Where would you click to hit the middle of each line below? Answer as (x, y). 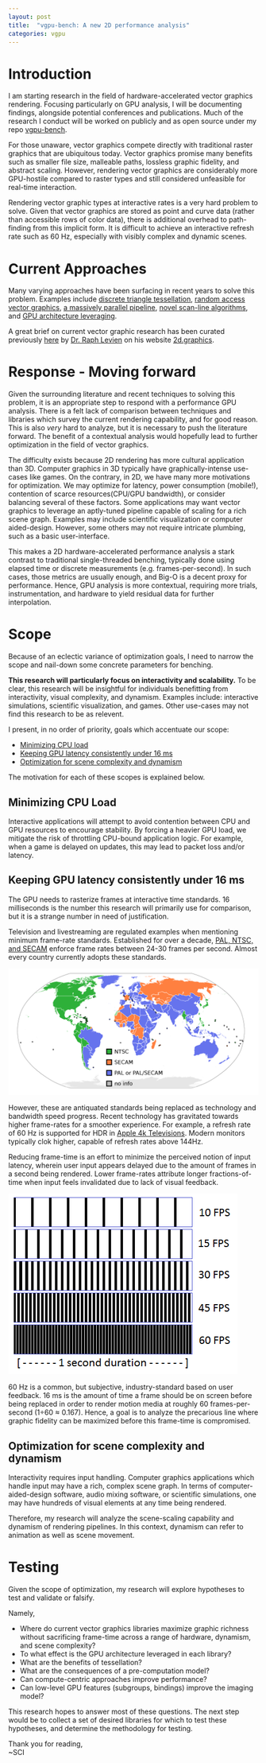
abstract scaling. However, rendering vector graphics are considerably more (133, 170)
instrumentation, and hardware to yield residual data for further (111, 594)
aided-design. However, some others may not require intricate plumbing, (127, 528)
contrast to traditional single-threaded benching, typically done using (121, 560)
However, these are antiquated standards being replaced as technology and (132, 1108)
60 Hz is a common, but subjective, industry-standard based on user (121, 1387)
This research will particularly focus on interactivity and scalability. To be (132, 681)
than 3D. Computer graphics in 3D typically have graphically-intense (120, 468)
